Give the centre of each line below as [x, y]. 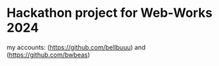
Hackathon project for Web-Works [109, 13]
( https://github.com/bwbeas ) [49, 55]
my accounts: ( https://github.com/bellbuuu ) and [76, 47]
